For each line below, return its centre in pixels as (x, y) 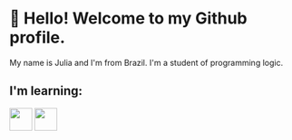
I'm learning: (46, 91)
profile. (38, 37)
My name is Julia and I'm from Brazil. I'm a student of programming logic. (146, 62)
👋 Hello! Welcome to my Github (128, 19)
